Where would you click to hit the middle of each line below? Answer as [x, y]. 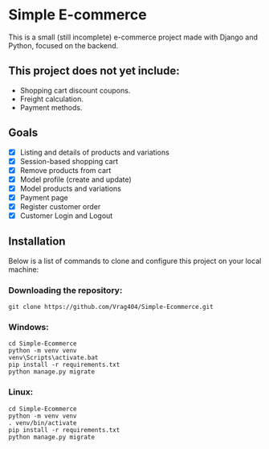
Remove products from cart [65, 170]
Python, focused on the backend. [63, 45]
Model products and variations [71, 188]
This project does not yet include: [94, 71]
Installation [37, 242]
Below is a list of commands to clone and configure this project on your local [135, 261]
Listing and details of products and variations [95, 152]
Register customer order [60, 206]
